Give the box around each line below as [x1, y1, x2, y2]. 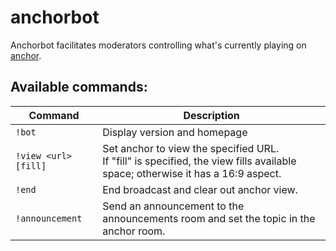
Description [183, 108, 240, 122]
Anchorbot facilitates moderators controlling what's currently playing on [10, 39, 307, 51]
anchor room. [102, 224, 166, 238]
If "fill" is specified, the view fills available [102, 154, 297, 168]
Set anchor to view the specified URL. [102, 141, 280, 155]
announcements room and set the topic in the [102, 211, 316, 225]
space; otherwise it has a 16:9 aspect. [102, 166, 282, 180]
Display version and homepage [102, 125, 248, 139]
